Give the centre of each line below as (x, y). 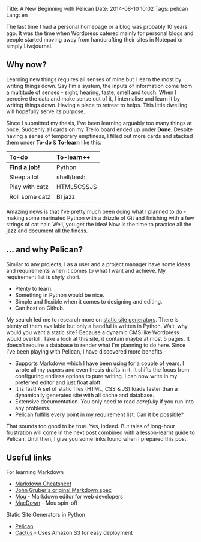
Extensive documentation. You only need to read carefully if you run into (104, 401)
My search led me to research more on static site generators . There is (92, 319)
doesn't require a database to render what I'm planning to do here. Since (96, 345)
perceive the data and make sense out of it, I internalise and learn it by (93, 98)
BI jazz (66, 196)
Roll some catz (30, 196)
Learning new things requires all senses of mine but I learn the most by (94, 79)
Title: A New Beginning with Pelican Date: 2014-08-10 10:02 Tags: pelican (97, 9)
